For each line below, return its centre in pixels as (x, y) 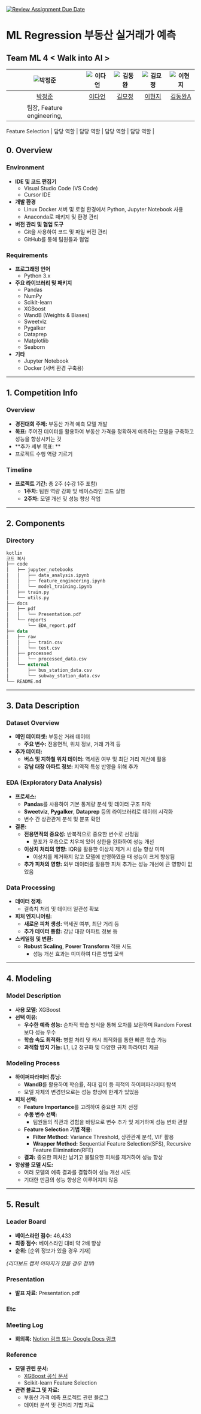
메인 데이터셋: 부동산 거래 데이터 (52, 737)
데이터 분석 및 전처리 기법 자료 (59, 1405)
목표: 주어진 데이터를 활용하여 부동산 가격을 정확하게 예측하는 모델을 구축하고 (104, 431)
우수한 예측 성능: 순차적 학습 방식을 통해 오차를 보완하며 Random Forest (108, 1024)
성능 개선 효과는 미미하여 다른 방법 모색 (78, 953)
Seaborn (34, 347)
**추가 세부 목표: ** (38, 446)
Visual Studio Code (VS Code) (61, 188)
